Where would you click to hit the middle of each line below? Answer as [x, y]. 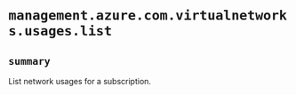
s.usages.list [60, 32]
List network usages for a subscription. [80, 81]
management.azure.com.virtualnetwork [148, 16]
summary [29, 61]
